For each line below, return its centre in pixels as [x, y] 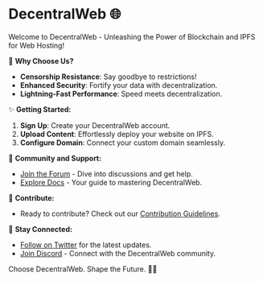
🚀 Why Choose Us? [41, 60]
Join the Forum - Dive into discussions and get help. [106, 173]
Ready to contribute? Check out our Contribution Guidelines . [120, 214]
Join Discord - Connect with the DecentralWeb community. [117, 253]
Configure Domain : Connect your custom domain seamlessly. [123, 143]
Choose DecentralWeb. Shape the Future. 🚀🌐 [83, 269]
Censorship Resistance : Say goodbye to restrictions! [108, 77]
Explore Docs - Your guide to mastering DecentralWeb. [111, 182]
